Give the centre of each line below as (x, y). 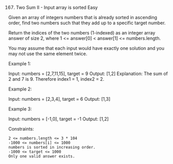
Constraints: (21, 129)
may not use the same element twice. (48, 54)
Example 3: (20, 109)
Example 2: (20, 89)
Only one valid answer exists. (42, 156)
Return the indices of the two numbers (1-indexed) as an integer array (82, 33)
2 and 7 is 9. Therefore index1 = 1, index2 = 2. (56, 79)
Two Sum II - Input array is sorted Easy (57, 7)
